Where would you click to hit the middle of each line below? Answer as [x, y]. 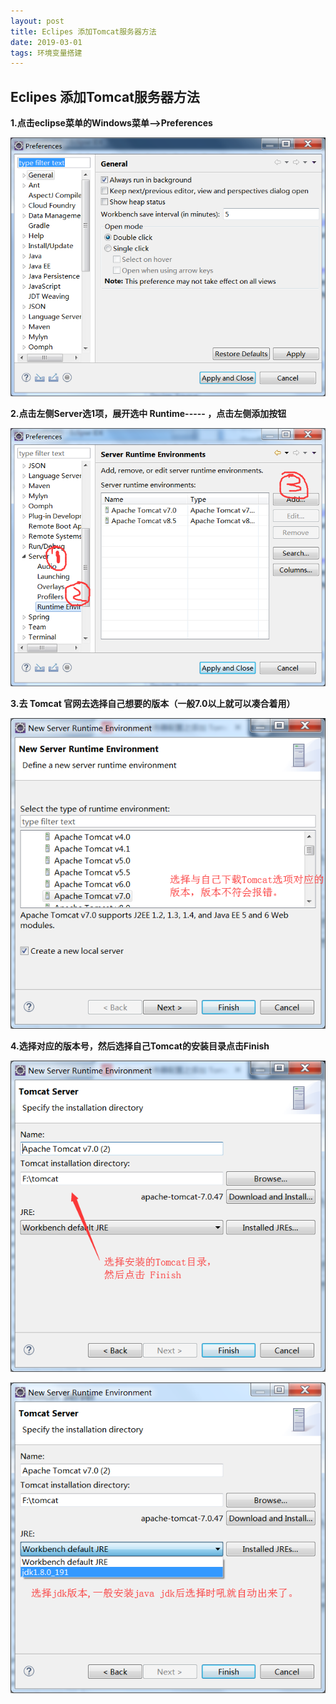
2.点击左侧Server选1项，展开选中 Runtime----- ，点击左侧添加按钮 [148, 413]
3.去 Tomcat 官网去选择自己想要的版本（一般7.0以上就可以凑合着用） [153, 703]
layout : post [37, 21]
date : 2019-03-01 [46, 42]
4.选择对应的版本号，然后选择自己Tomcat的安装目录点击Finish [140, 1046]
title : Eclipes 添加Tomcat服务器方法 [83, 31]
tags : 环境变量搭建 [46, 53]
